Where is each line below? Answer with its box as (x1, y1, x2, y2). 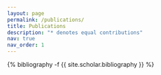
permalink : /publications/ (7, 16, 85, 23)
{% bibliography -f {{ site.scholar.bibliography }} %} (7, 61, 155, 68)
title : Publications (7, 22, 67, 29)
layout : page (7, 10, 45, 17)
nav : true (7, 35, 36, 42)
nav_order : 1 (7, 42, 45, 48)
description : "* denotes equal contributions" (7, 29, 143, 36)
